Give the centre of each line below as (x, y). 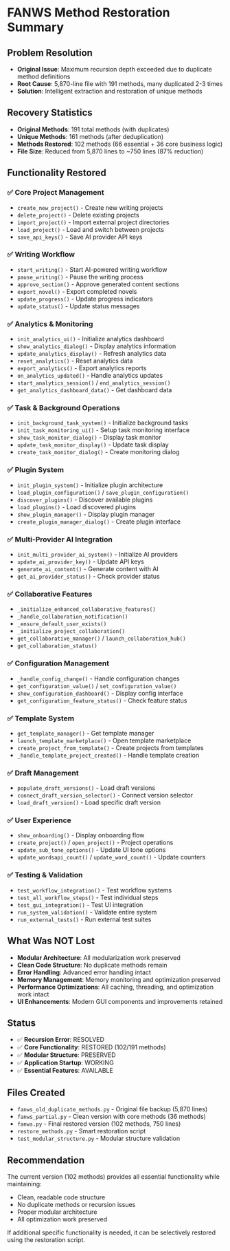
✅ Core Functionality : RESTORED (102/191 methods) (91, 1047)
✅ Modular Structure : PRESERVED (66, 1055)
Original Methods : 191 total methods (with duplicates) (93, 129)
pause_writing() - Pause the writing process (80, 277)
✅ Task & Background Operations (64, 408)
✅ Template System (41, 718)
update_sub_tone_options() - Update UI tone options (91, 850)
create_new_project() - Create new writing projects (90, 207)
